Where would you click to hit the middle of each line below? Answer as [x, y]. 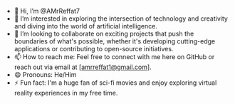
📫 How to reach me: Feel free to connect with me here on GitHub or [114, 57]
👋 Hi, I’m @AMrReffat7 [47, 11]
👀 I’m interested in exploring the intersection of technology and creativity [121, 19]
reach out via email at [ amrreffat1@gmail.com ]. [83, 67]
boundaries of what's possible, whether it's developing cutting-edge [115, 41]
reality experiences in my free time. [66, 93]
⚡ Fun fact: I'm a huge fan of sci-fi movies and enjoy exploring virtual [115, 83]
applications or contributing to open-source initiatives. [94, 49]
